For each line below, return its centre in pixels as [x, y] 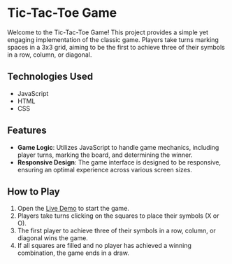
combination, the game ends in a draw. [73, 253]
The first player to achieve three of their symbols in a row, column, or [117, 231]
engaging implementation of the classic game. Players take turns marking [113, 39]
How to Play [34, 192]
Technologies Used [50, 77]
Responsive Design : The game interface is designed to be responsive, [119, 162]
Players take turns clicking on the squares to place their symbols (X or [118, 216]
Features [27, 131]
